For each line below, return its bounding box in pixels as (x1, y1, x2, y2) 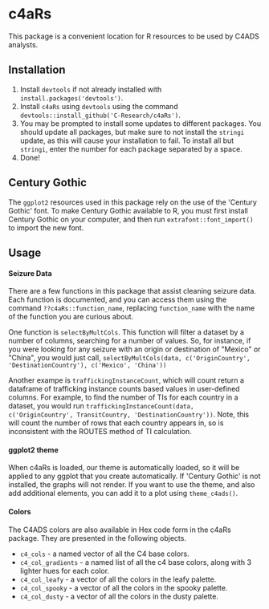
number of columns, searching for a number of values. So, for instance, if (8, 336, 251, 346)
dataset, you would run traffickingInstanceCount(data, (8, 401, 194, 411)
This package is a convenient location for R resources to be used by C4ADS (8, 31, 259, 41)
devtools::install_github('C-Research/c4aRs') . (19, 110, 181, 120)
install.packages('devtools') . (19, 93, 124, 103)
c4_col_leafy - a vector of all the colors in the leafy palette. (19, 574, 217, 584)
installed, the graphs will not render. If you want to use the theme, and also (8, 480, 255, 489)
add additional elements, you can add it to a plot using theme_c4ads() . (8, 489, 238, 498)
